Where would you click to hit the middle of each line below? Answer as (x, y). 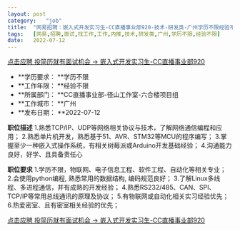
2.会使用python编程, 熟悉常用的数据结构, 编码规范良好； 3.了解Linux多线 (114, 178)
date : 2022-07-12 (36, 41)
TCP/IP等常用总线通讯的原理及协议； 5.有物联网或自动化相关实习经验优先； (118, 196)
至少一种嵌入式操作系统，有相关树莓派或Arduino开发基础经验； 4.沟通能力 (122, 145)
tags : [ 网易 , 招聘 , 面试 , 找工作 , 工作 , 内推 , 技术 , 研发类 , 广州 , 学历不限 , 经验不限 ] (114, 34)
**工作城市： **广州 (47, 103)
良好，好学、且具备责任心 (45, 155)
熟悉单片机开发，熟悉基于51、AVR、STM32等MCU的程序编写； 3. (124, 137)
